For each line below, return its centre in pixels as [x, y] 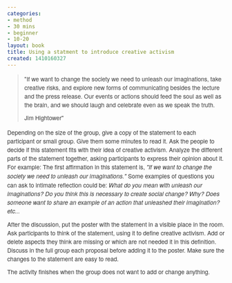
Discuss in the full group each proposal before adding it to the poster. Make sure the [116, 250]
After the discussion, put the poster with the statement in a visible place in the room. [116, 224]
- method [20, 20]
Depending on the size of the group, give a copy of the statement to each [102, 132]
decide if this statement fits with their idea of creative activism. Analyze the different [115, 149]
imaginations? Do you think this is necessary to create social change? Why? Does [113, 194]
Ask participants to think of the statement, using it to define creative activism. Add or [116, 233]
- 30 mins [21, 26]
